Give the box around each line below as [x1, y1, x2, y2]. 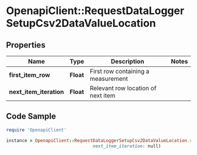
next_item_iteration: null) [93, 143, 161, 149]
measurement [90, 75, 128, 83]
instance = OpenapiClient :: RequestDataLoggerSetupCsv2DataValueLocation [6, 137, 188, 143]
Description [110, 58, 145, 65]
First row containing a [90, 68, 150, 75]
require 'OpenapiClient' [6, 127, 67, 133]
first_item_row [9, 71, 50, 79]
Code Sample [6, 112, 56, 122]
